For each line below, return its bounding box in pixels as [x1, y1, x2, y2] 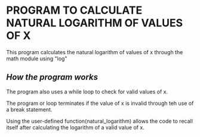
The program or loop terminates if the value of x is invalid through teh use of [6, 99, 194, 107]
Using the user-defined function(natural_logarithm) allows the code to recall [6, 117, 193, 124]
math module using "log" [6, 55, 67, 62]
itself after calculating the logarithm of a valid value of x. [6, 123, 144, 131]
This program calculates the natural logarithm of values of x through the [6, 48, 183, 55]
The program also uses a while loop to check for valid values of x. [6, 88, 168, 95]
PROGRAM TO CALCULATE [6, 4, 143, 17]
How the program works [6, 72, 99, 82]
